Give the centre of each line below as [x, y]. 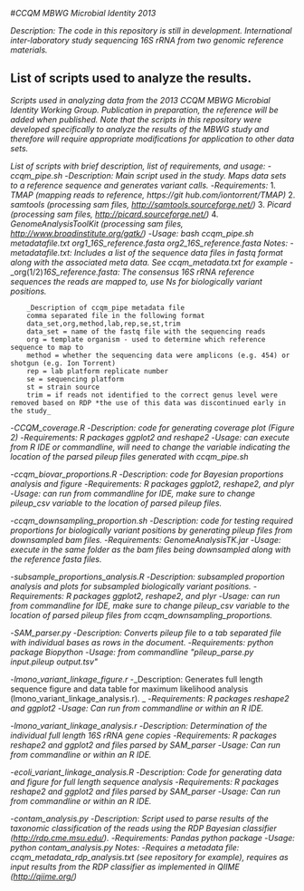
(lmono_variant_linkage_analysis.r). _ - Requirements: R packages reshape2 [150, 698]
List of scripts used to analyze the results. [131, 78]
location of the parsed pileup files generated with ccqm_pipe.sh [129, 456]
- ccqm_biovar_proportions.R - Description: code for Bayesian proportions [147, 474]
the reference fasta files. [56, 559]
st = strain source [63, 387]
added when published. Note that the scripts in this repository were [136, 119]
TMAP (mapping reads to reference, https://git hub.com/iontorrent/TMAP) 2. [153, 195]
